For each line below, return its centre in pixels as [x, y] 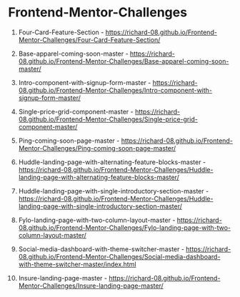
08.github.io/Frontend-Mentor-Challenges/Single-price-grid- [108, 119]
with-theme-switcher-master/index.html [77, 264]
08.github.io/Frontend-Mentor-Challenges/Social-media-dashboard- [119, 256]
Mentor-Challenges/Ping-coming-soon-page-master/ [97, 148]
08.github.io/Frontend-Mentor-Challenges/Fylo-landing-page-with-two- [125, 227]
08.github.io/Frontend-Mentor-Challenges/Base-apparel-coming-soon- [124, 61]
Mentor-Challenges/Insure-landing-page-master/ [91, 286]
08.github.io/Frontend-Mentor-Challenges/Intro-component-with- [115, 90]
